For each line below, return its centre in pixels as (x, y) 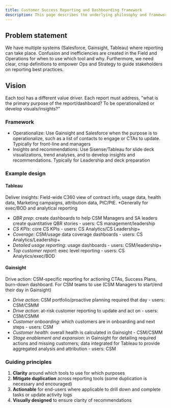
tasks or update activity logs (42, 395)
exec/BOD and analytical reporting (41, 208)
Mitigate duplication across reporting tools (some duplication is (80, 378)
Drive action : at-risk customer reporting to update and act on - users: (85, 310)
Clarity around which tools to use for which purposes (69, 373)
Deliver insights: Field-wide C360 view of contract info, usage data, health (83, 197)
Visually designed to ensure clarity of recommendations (72, 400)
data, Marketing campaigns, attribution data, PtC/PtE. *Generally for (77, 202)
